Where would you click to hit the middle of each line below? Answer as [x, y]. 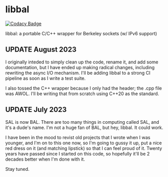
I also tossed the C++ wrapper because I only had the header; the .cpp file [84, 88]
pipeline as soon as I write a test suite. [45, 78]
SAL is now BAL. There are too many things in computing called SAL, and [82, 122]
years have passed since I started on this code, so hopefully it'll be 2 [77, 153]
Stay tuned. [17, 169]
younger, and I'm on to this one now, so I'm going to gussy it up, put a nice [83, 143]
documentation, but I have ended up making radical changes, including [80, 67]
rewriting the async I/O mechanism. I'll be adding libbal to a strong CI [78, 73]
